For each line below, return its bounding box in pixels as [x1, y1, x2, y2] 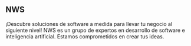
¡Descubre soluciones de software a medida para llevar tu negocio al [5, 20, 172, 27]
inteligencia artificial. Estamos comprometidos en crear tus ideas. [5, 32, 164, 40]
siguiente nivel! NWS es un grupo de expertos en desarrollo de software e [5, 27, 185, 34]
